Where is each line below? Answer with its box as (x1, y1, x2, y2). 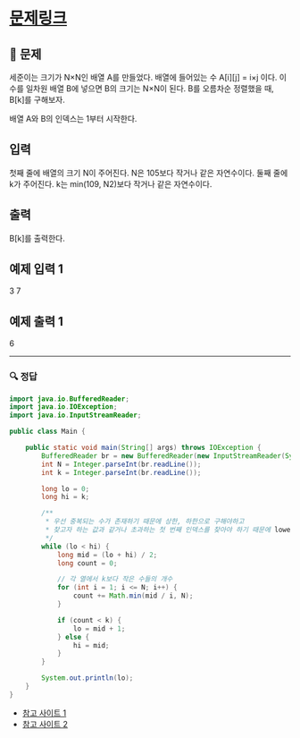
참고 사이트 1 (21, 708, 67, 718)
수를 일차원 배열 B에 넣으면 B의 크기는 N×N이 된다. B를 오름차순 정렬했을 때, (9, 83, 274, 94)
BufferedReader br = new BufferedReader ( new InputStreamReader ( (41, 451, 286, 461)
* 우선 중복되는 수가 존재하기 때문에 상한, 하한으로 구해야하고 (45, 517, 245, 526)
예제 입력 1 (9, 261, 64, 277)
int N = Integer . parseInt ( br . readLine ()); (41, 460, 202, 469)
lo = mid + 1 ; (72, 623, 126, 633)
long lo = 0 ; (41, 484, 90, 493)
